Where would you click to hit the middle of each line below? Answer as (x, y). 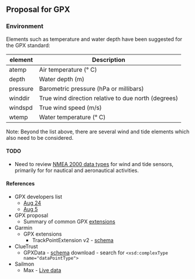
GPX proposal (31, 215)
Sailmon (24, 264)
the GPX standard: (28, 45)
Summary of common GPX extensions (69, 222)
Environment (25, 26)
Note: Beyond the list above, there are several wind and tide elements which (98, 132)
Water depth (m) (62, 79)
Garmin (23, 228)
